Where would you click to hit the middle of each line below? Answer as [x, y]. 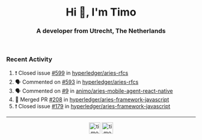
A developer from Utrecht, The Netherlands [101, 31]
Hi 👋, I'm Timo [101, 12]
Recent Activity [29, 59]
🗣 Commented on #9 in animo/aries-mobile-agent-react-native [94, 91]
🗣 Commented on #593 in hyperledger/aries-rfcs [77, 82]
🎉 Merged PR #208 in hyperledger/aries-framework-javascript [92, 99]
